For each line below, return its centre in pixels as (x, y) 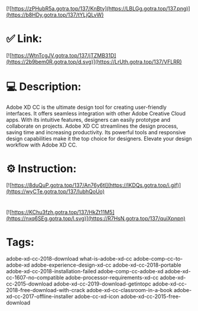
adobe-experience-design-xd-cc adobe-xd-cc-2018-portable (106, 265)
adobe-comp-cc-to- (158, 258)
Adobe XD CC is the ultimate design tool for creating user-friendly (86, 107)
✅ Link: (24, 39)
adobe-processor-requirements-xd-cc (112, 277)
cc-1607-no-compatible (35, 277)
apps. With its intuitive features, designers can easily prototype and (88, 119)
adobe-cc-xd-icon (97, 296)
